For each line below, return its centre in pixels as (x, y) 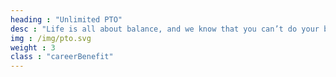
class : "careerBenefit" (62, 57)
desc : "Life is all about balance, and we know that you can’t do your (165, 29)
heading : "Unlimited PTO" (66, 19)
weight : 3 (33, 47)
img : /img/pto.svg (51, 38)
